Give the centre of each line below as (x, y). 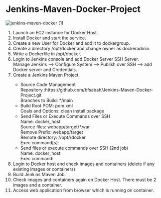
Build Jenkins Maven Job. (39, 174)
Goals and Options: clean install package (62, 111)
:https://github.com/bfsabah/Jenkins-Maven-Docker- (98, 90)
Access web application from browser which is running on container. (83, 190)
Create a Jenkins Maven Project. (46, 75)
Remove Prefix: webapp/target (52, 132)
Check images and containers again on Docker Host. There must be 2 (84, 180)
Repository (31, 90)
